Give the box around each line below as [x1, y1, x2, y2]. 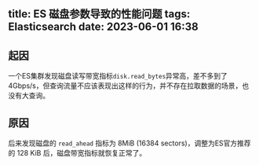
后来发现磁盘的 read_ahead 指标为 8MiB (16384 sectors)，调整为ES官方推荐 [8, 138, 251, 148]
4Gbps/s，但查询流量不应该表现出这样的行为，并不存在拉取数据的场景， [8, 81, 243, 90]
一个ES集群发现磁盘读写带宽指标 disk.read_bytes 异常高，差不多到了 [8, 71, 228, 81]
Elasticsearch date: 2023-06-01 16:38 [8, 20, 199, 34]
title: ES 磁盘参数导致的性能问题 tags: [8, 7, 191, 21]
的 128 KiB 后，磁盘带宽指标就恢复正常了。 [8, 148, 147, 158]
